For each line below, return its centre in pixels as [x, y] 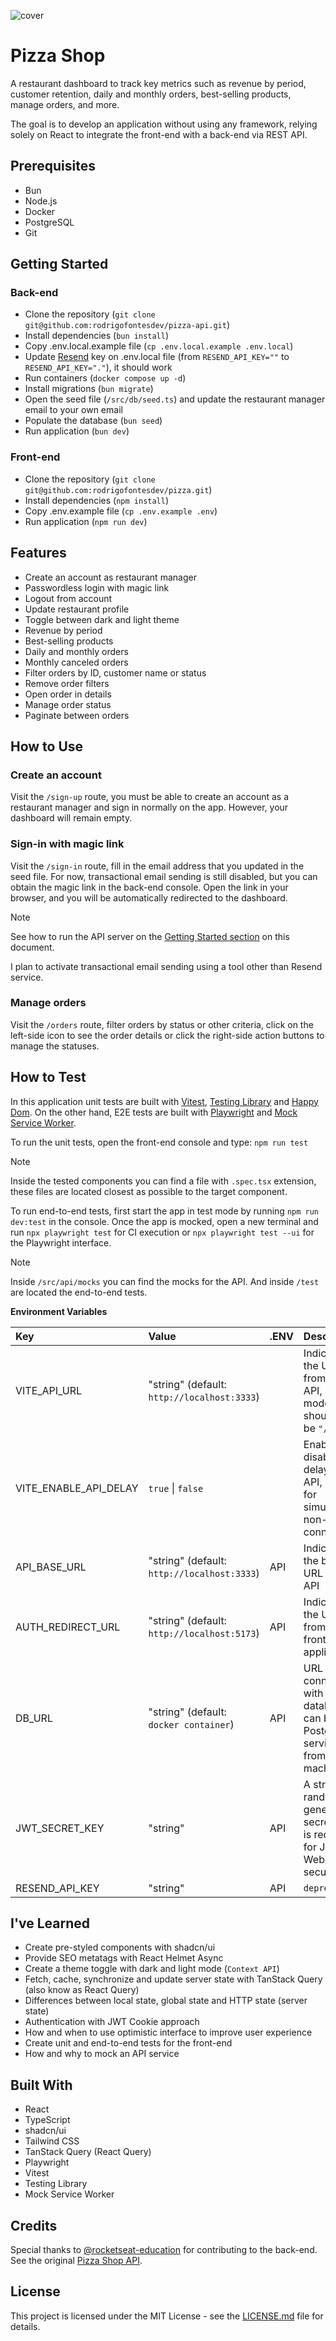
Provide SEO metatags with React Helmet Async [124, 1958]
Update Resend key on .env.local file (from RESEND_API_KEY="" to [157, 357]
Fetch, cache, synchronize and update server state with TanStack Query [173, 1979]
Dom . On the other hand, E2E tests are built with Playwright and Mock [154, 1112]
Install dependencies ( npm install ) [97, 500]
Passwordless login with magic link [97, 587]
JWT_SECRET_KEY [60, 1828]
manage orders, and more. [65, 104]
